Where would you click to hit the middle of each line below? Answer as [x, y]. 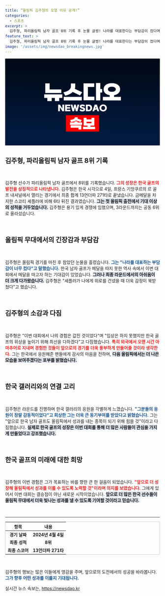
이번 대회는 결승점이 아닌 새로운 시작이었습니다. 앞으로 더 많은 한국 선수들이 [86, 494]
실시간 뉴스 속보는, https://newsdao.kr [42, 589]
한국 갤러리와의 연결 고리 [40, 387]
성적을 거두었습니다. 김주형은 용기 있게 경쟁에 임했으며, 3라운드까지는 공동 [81, 207]
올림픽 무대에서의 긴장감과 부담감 [52, 240]
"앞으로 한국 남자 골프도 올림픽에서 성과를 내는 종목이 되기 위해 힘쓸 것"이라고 [79, 421]
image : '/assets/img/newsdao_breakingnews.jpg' [55, 47]
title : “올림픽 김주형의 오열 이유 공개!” [42, 10]
